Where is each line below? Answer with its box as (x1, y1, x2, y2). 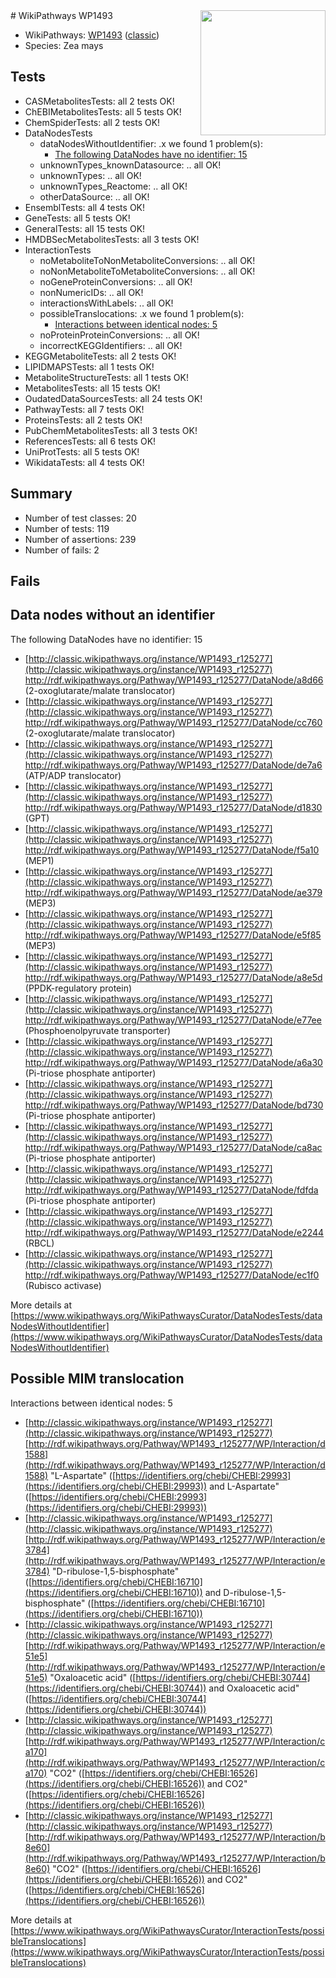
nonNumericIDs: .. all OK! (39, 286, 144, 298)
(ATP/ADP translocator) (24, 769, 122, 781)
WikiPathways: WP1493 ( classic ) (24, 29, 160, 41)
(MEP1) (24, 854, 55, 866)
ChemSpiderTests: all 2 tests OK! (24, 116, 161, 128)
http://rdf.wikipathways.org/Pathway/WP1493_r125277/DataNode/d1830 (24, 801, 323, 813)
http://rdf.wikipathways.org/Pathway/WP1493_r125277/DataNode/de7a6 (24, 759, 323, 771)
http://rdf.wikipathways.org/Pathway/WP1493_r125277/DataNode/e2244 (24, 1226, 325, 1238)
